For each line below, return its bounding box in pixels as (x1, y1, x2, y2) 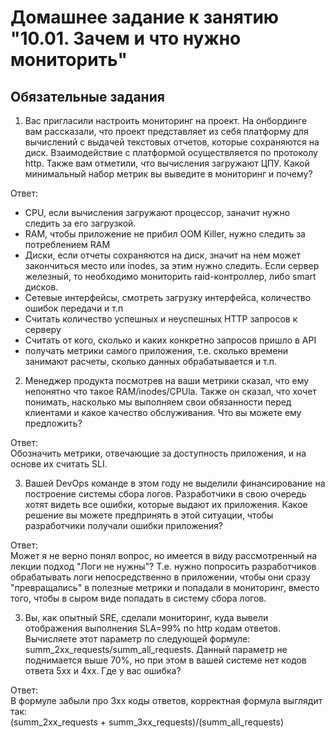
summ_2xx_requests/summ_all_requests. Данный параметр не (24, 644, 288, 655)
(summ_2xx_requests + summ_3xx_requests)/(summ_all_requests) (10, 716, 284, 728)
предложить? (24, 417, 83, 429)
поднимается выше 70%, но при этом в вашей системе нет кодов (24, 654, 307, 666)
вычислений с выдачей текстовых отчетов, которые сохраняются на (24, 136, 320, 148)
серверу (24, 324, 62, 335)
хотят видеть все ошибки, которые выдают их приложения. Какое (24, 499, 308, 510)
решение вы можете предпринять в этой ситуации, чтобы (24, 509, 274, 521)
